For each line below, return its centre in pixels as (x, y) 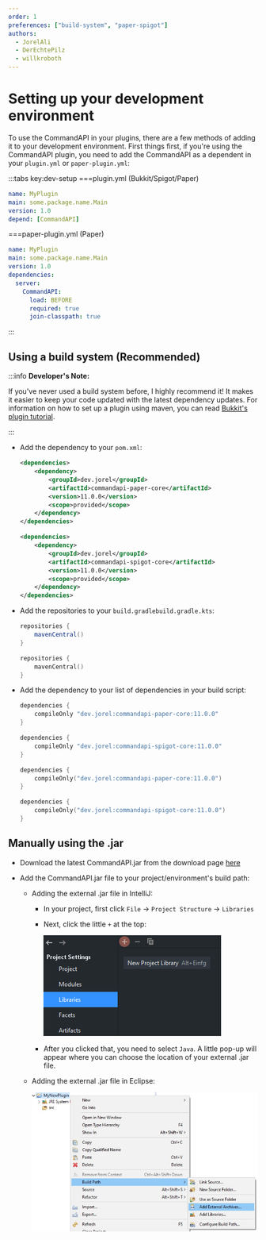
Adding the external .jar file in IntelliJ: (92, 893)
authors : (23, 33)
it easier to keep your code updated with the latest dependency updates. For (133, 400)
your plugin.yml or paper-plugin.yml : (69, 163)
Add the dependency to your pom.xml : (81, 448)
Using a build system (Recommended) (104, 357)
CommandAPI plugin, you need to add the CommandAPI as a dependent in (130, 154)
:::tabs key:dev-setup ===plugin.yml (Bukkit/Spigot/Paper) (104, 178)
